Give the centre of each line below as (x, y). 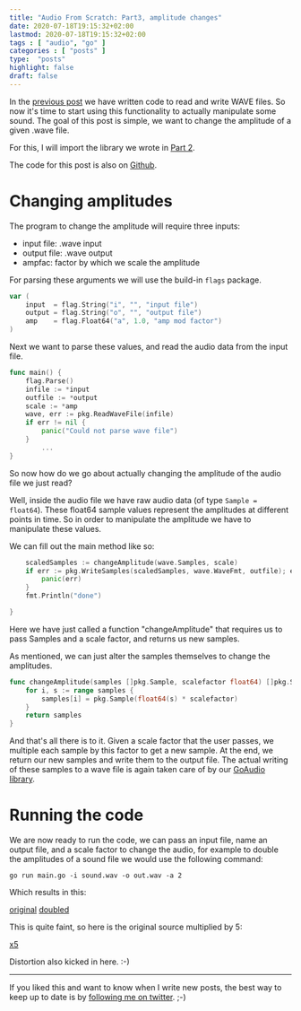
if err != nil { (56, 423)
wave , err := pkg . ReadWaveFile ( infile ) (100, 414)
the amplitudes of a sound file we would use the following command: (136, 859)
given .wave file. (39, 130)
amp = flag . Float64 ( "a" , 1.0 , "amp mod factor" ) (124, 321)
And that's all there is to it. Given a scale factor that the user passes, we (142, 741)
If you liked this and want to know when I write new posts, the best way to (146, 988)
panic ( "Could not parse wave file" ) (110, 431)
